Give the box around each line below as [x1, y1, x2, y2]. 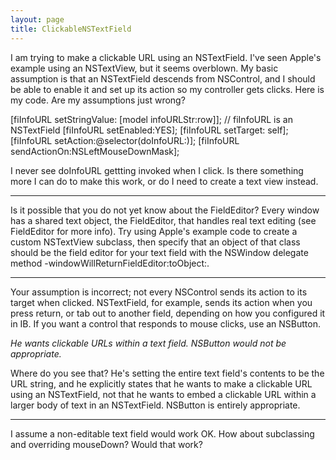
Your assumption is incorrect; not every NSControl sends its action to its [10, 286, 308, 298]
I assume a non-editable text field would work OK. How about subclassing [10, 427, 315, 440]
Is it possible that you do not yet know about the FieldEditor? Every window [10, 204, 320, 216]
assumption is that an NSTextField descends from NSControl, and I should [10, 72, 316, 85]
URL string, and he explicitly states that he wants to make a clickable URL [10, 377, 313, 390]
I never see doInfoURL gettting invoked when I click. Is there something [10, 164, 304, 176]
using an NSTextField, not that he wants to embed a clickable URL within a [10, 388, 317, 400]
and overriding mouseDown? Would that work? [10, 438, 203, 450]
